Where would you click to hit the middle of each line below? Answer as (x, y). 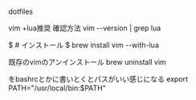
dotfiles (21, 12)
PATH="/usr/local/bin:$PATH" (57, 88)
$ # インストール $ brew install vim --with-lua (84, 45)
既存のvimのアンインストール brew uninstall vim (87, 62)
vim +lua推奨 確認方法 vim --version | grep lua (85, 28)
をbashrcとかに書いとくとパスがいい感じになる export (98, 79)
